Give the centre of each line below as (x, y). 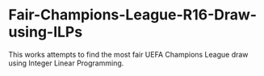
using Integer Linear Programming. (66, 63)
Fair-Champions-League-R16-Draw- (132, 15)
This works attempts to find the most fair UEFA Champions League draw (128, 54)
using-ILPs (46, 32)
